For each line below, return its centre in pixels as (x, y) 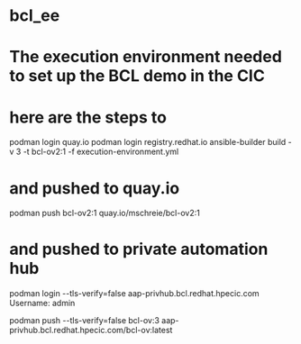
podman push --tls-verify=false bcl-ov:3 (85, 321)
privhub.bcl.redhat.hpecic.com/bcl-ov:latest (91, 330)
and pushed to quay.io (95, 188)
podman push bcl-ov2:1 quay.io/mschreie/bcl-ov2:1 (105, 213)
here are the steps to (88, 117)
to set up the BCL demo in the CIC (137, 76)
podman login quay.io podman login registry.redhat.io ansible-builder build (148, 142)
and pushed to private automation (139, 249)
